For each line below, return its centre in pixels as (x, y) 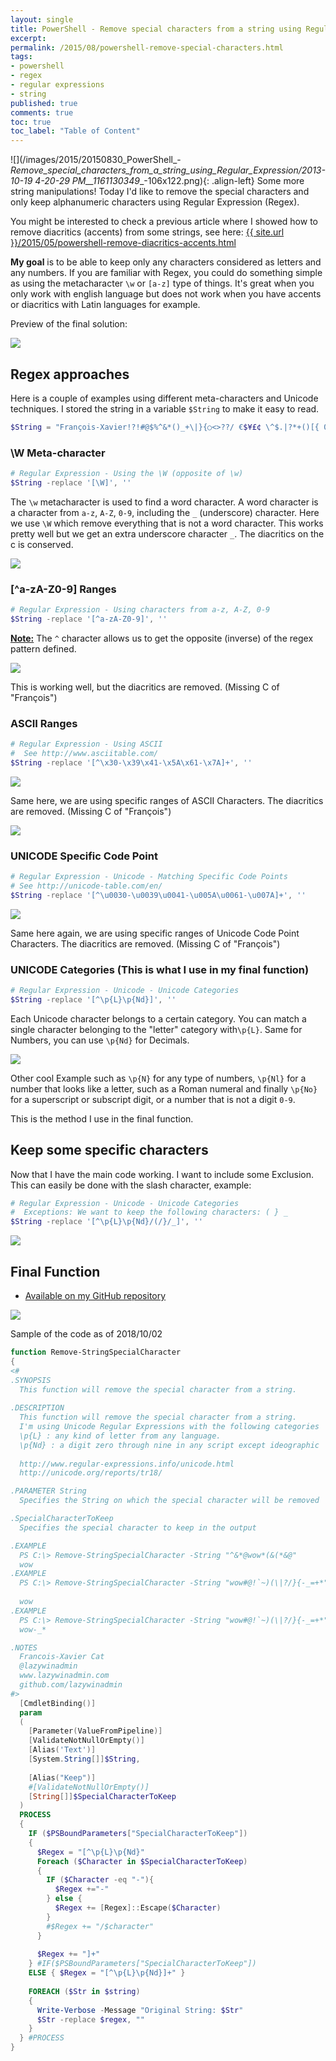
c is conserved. (42, 544)
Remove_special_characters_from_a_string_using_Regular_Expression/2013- (168, 170)
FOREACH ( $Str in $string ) (84, 1991)
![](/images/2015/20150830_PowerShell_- (96, 160)
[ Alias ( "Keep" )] (62, 1777)
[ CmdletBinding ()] (58, 1703)
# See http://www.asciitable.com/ (84, 754)
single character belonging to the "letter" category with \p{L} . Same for (156, 1029)
